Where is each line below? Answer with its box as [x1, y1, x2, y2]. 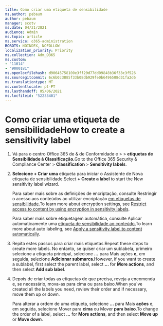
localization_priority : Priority [5, 48, 73, 53]
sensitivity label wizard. [12, 181, 59, 187]
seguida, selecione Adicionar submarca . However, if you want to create [12, 256, 156, 262]
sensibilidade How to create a [5, 125, 125, 135]
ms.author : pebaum [5, 12, 42, 17]
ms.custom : [5, 57, 27, 62]
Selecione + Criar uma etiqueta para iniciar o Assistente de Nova [12, 171, 143, 177]
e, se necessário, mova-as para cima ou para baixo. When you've [12, 281, 143, 287]
